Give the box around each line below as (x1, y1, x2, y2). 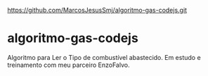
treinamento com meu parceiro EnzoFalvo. (7, 61, 130, 69)
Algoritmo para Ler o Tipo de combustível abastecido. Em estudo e (7, 53, 202, 61)
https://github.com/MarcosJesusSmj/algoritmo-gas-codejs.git (7, 6, 188, 14)
